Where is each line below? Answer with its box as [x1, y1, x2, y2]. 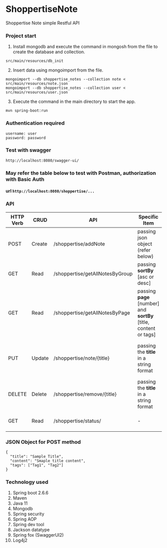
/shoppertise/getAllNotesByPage [53, 309, 130, 316]
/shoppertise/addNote [53, 240, 106, 247]
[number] [137, 300, 160, 307]
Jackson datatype [12, 527, 50, 533]
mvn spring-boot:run [5, 108, 49, 113]
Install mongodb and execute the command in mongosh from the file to [12, 44, 158, 50]
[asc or [137, 273, 154, 280]
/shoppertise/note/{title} [53, 354, 110, 361]
